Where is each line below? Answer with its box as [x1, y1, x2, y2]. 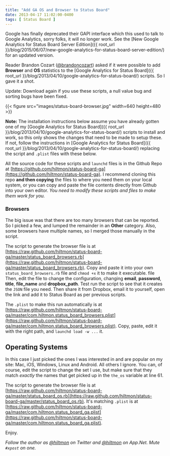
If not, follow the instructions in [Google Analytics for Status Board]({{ [5, 140, 151, 146]
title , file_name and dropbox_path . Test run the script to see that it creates [5, 281, 163, 287]
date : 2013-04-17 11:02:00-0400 [5, 12, 74, 17]
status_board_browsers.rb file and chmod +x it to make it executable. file [5, 270, 155, 276]
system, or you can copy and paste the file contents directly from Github [5, 182, 157, 188]
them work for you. [5, 193, 45, 199]
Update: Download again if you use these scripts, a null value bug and [5, 88, 152, 94]
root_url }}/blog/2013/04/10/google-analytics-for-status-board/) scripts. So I [5, 73, 165, 79]
